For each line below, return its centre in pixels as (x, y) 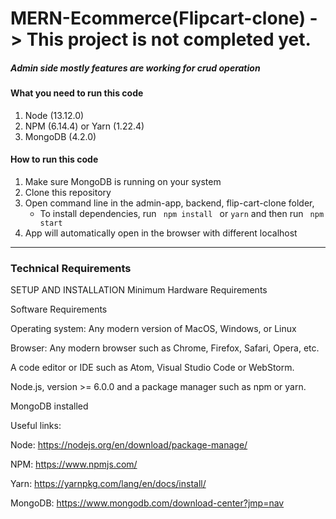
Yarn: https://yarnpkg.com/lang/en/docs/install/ (108, 484)
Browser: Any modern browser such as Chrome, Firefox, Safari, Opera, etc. (165, 348)
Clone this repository (68, 192)
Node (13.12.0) (54, 115)
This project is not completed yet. (169, 39)
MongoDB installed (49, 406)
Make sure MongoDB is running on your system (123, 181)
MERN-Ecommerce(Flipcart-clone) (158, 18)
